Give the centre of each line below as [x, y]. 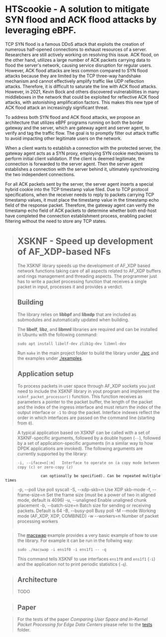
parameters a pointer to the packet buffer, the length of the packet [85, 402]
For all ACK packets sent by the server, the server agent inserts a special [79, 184]
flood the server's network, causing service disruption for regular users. [79, 65]
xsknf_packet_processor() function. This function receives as [80, 396]
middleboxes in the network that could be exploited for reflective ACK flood [82, 97]
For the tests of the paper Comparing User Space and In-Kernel [82, 619]
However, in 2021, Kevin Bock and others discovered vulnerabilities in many [82, 92]
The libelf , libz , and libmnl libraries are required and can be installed [87, 329]
